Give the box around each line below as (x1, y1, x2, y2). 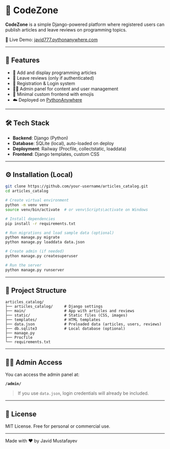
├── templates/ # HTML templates (5, 317, 101, 323)
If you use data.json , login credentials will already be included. (17, 390, 149, 396)
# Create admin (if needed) (5, 249, 65, 254)
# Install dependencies (5, 216, 56, 221)
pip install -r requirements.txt (5, 221, 76, 226)
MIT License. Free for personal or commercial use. (5, 423, 110, 429)
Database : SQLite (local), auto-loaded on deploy (12, 140, 114, 146)
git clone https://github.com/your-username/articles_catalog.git (5, 184, 148, 189)
